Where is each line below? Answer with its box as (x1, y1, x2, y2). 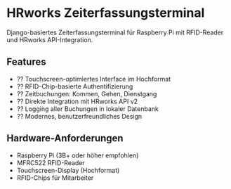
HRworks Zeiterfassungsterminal (6, 5, 205, 21)
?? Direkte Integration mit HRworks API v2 (16, 97, 138, 105)
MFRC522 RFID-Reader (16, 158, 85, 167)
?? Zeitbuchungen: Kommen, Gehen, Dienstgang (16, 89, 157, 98)
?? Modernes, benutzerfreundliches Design (16, 112, 143, 120)
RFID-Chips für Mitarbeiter (16, 174, 94, 182)
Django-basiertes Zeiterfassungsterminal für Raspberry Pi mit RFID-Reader (6, 28, 224, 37)
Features (6, 56, 46, 68)
